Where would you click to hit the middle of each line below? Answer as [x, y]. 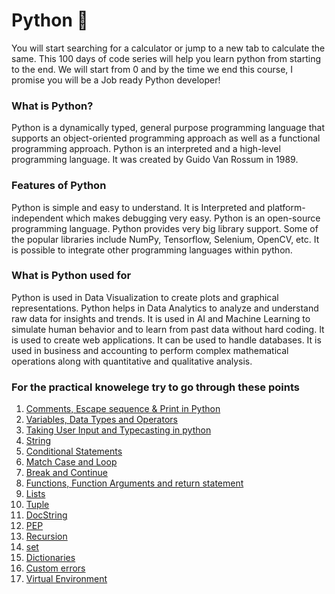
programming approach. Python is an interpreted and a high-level [146, 149]
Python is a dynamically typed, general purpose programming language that [168, 128]
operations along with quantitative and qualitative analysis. [132, 361]
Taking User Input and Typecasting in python [118, 430]
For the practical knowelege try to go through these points [155, 387]
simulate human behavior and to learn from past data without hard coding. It [168, 329]
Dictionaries [50, 558]
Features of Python [59, 186]
